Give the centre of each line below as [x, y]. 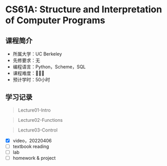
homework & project [34, 158]
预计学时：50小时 [31, 80]
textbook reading [31, 146]
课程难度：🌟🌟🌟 [29, 73]
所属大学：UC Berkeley [37, 54]
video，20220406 [32, 140]
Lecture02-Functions [40, 120]
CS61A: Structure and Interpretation [84, 10]
